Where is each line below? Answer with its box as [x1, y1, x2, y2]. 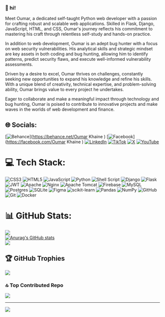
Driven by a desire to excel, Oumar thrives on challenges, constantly [5, 71, 143, 77]
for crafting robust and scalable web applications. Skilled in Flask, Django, [5, 21, 155, 26]
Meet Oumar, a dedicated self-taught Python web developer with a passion [5, 16, 157, 22]
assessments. [5, 61, 33, 68]
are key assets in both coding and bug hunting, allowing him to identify [5, 51, 148, 57]
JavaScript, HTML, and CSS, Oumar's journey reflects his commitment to [5, 26, 153, 32]
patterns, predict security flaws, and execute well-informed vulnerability [5, 56, 151, 62]
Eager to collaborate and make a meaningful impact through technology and [5, 96, 159, 102]
